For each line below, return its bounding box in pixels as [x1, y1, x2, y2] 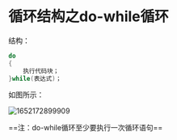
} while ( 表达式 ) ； [8, 74, 62, 83]
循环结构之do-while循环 [8, 7, 170, 26]
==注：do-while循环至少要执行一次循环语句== [8, 123, 163, 133]
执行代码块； [23, 66, 59, 75]
